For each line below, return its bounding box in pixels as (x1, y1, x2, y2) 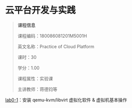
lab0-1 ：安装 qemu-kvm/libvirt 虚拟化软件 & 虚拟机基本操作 (5, 96, 127, 103)
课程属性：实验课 (17, 75, 53, 81)
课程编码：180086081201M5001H (17, 33, 87, 39)
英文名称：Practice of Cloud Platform (17, 43, 94, 49)
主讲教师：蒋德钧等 (17, 86, 58, 92)
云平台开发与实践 (5, 5, 76, 16)
